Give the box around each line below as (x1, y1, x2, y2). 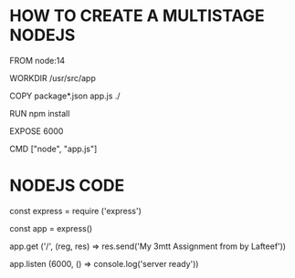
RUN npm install (9, 108, 70, 118)
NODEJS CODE (9, 175, 125, 196)
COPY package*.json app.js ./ (9, 90, 121, 101)
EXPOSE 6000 (9, 125, 64, 137)
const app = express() (9, 222, 93, 233)
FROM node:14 (9, 55, 66, 66)
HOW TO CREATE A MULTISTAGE (9, 5, 265, 26)
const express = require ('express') (9, 205, 142, 216)
